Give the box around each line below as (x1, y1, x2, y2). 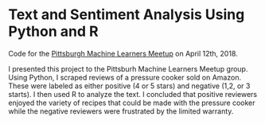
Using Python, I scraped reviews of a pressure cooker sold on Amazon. (8, 72, 241, 82)
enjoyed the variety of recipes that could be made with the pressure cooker (8, 98, 256, 107)
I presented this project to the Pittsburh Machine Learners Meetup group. (8, 64, 248, 73)
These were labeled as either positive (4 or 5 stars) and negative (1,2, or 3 (8, 81, 251, 91)
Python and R (8, 22, 99, 41)
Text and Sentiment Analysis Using (8, 6, 245, 24)
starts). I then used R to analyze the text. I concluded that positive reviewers (8, 89, 257, 99)
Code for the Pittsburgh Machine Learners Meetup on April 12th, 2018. (8, 48, 239, 58)
